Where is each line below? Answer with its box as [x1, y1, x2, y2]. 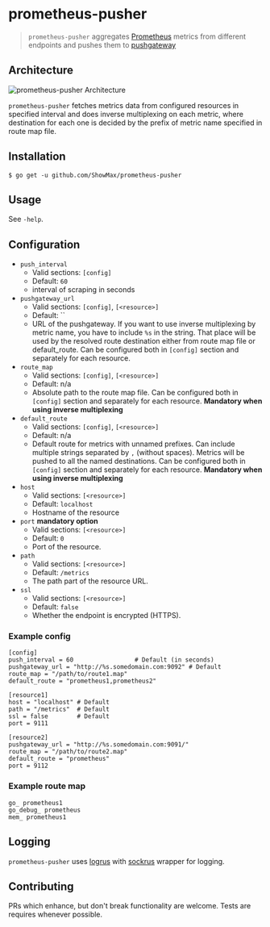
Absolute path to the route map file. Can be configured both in [31, 388, 239, 398]
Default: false [31, 602, 79, 612]
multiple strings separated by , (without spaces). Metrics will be [31, 448, 245, 457]
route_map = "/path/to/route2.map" [8, 748, 128, 756]
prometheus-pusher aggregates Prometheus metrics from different [27, 31, 247, 41]
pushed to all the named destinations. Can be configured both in [31, 457, 246, 466]
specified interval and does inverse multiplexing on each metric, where [8, 109, 244, 119]
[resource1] [8, 691, 48, 699]
